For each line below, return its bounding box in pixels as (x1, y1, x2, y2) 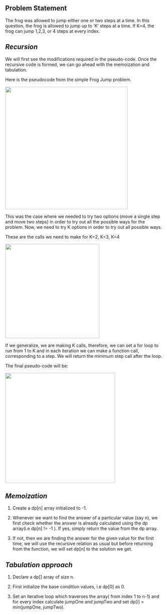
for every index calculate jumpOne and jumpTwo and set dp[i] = (12, 599, 144, 605)
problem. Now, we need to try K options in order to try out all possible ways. (5, 224, 162, 230)
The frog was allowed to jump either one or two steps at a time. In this (5, 17, 149, 23)
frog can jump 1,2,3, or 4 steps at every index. (5, 28, 100, 34)
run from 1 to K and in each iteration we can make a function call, (5, 347, 139, 354)
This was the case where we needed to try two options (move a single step (5, 213, 160, 219)
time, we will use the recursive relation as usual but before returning (12, 541, 153, 547)
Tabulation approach (5, 561, 73, 569)
